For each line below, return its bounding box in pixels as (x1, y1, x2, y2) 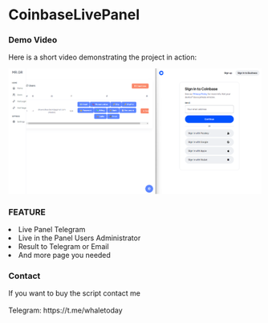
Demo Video (8, 35, 58, 46)
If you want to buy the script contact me (8, 288, 140, 298)
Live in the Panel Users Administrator (18, 233, 141, 243)
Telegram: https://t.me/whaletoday (8, 305, 123, 315)
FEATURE (8, 206, 46, 218)
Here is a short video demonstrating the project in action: (8, 52, 197, 62)
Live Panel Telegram (18, 225, 86, 235)
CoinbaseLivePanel (8, 6, 140, 24)
